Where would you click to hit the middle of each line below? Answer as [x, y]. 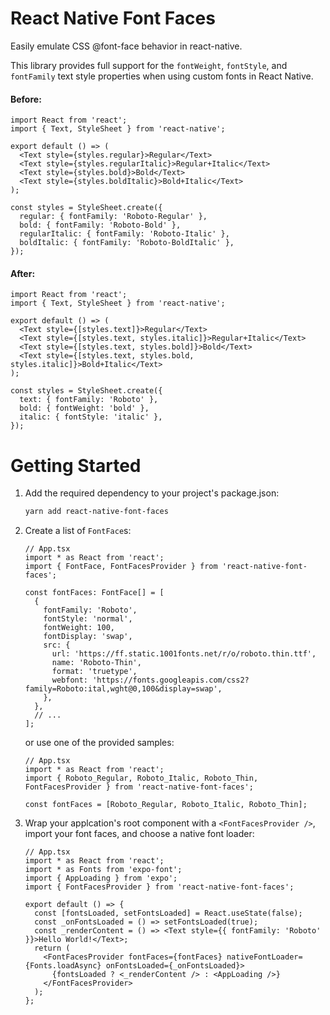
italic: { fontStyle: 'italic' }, [91, 417]
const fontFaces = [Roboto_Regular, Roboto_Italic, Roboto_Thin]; [166, 805]
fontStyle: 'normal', [88, 619]
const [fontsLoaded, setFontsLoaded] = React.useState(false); [168, 913]
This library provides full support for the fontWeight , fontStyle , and [149, 65]
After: [23, 273]
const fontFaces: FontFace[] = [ [94, 593]
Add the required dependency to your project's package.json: [152, 493]
